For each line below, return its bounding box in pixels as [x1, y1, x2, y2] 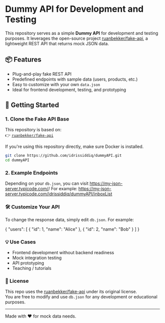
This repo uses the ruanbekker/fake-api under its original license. [5, 289, 137, 294]
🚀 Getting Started [5, 101, 59, 109]
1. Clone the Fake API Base [5, 116, 70, 122]
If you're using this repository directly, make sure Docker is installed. [5, 144, 144, 149]
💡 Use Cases [5, 238, 36, 245]
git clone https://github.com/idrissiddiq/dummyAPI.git [5, 153, 122, 158]
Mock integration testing [12, 255, 62, 261]
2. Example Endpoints [5, 170, 58, 176]
